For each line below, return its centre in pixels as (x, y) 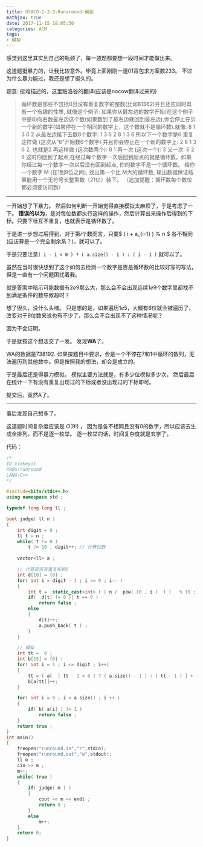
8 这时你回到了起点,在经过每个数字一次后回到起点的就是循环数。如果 (106, 157)
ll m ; (25, 760)
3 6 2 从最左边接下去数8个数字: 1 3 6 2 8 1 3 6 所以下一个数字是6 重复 (107, 134)
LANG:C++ (17, 475)
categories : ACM (27, 29)
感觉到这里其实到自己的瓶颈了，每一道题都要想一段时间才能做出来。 (91, 58)
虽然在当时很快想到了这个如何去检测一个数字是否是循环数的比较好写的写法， (101, 267)
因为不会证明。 (25, 328)
